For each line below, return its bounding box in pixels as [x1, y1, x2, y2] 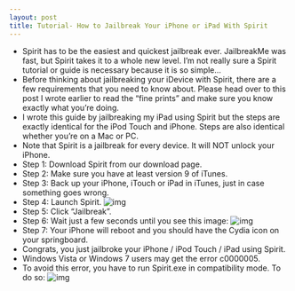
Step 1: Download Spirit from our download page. [21, 159, 203, 169]
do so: [21, 271, 46, 282]
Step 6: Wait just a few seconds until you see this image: [21, 215, 229, 226]
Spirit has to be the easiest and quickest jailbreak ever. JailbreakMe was [21, 45, 287, 56]
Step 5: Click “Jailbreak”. [21, 206, 112, 216]
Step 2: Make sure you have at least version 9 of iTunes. [21, 168, 228, 178]
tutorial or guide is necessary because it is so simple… [21, 64, 222, 75]
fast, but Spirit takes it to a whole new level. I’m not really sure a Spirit [21, 55, 277, 66]
